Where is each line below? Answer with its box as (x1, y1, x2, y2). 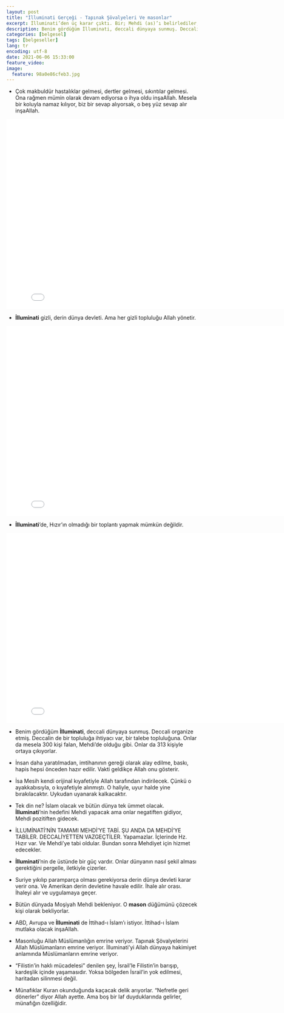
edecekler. (15, 846, 42, 854)
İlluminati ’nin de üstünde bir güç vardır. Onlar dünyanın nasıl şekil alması (15, 858, 197, 865)
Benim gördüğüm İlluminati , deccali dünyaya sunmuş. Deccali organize (15, 728, 194, 735)
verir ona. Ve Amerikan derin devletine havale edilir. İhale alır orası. (15, 882, 182, 890)
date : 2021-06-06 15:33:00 (6, 54, 75, 60)
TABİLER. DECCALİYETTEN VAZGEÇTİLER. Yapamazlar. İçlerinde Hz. (15, 833, 187, 840)
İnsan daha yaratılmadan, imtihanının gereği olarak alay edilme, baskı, (15, 759, 189, 766)
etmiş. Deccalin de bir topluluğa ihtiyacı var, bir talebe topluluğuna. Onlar (15, 735, 197, 742)
